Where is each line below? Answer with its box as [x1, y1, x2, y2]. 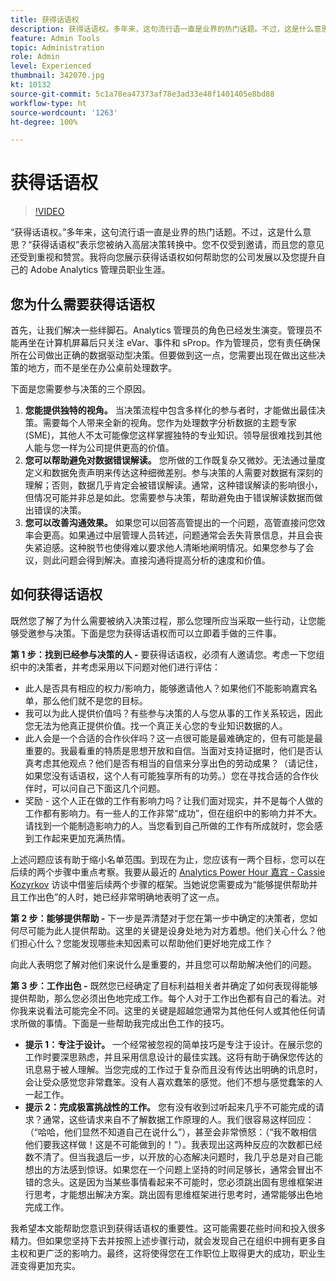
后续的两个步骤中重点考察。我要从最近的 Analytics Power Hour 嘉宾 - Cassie [10, 866, 326, 878]
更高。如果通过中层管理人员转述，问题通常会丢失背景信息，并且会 [42, 529, 315, 541]
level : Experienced [10, 61, 92, 71]
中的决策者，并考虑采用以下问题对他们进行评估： [18, 661, 221, 673]
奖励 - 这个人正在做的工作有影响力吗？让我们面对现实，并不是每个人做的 [24, 794, 324, 806]
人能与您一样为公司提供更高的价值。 [24, 442, 175, 453]
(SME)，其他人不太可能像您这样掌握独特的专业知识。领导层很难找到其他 [24, 429, 323, 441]
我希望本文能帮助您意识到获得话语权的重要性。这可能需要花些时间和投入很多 [10, 1222, 326, 1234]
